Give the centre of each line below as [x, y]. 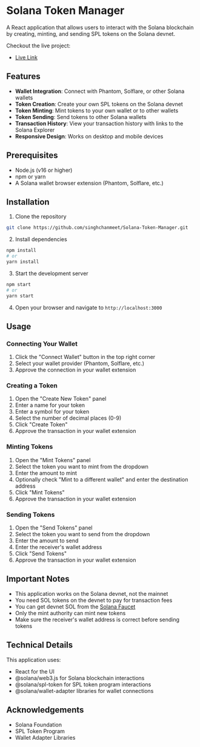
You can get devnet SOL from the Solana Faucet [75, 606]
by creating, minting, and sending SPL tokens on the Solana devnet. [91, 33]
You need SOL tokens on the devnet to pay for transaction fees [94, 600]
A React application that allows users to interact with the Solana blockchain [100, 27]
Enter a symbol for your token [52, 412]
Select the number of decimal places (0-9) [68, 418]
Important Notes [38, 579]
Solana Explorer [35, 130]
